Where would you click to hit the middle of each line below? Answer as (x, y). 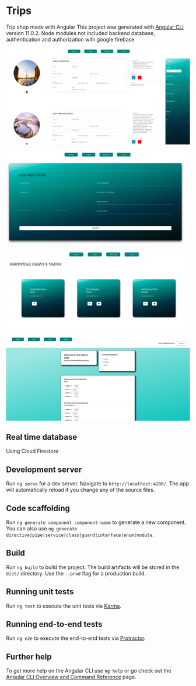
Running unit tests (40, 592)
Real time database (42, 437)
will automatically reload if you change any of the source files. (80, 490)
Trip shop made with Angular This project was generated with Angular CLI (95, 27)
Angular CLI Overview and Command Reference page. (71, 677)
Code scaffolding (38, 508)
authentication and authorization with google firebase (70, 39)
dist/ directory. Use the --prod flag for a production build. (76, 573)
